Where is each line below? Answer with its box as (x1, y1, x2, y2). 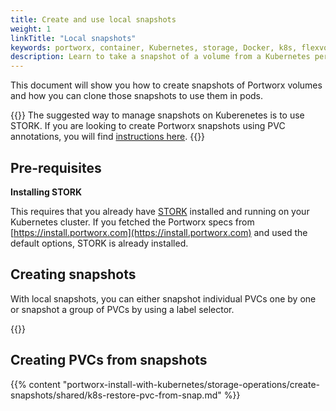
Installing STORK (10, 186, 83, 198)
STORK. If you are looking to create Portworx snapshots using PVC (10, 120, 286, 132)
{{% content (10, 378, 61, 390)
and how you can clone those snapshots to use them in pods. (10, 90, 264, 102)
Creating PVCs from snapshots (10, 352, 208, 369)
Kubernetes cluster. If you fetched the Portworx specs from (10, 216, 255, 228)
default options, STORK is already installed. (10, 237, 189, 249)
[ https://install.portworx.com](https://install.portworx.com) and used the (10, 226, 308, 238)
